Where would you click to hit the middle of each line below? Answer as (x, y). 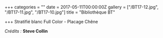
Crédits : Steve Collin (26, 31)
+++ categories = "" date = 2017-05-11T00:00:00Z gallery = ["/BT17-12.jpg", (81, 7)
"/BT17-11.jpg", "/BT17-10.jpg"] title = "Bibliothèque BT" (60, 12)
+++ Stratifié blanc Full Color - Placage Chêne (51, 22)
